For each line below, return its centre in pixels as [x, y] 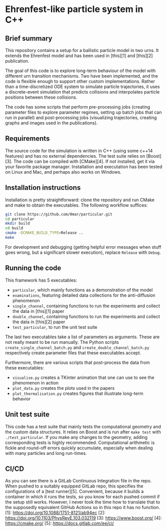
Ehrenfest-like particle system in [74, 9]
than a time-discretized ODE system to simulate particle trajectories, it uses [83, 87]
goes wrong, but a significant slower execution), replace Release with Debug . [83, 252]
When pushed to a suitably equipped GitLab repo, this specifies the [74, 486]
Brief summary [29, 38]
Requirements [27, 139]
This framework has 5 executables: [41, 280]
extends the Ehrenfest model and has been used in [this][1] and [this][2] [79, 56]
